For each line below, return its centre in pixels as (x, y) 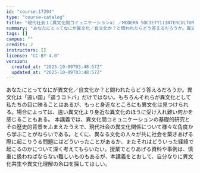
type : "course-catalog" (36, 17)
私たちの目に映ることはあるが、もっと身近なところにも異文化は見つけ (92, 105)
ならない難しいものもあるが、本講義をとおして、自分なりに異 (113, 156)
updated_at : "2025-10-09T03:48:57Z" (57, 72)
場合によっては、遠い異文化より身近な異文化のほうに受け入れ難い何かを (105, 112)
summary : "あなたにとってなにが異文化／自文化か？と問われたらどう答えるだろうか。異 (99, 28)
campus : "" (20, 39)
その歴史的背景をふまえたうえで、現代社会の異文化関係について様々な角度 (97, 127)
